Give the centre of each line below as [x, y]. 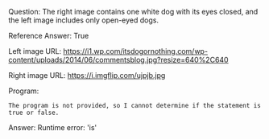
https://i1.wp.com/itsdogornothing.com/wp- [135, 51]
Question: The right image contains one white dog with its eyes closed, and [133, 12]
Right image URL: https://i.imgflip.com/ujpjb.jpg [87, 75]
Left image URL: [35, 51]
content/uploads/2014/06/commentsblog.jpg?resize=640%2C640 [118, 60]
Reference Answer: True [49, 36]
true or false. [34, 112]
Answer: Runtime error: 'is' [53, 127]
